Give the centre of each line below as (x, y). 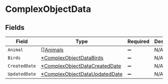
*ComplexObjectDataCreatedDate (81, 66)
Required (138, 42)
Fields (15, 28)
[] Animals (52, 50)
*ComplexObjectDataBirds (72, 58)
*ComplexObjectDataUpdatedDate (82, 74)
